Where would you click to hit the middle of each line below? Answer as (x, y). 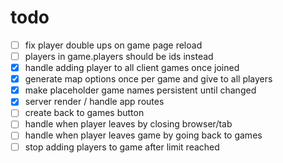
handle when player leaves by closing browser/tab (128, 124)
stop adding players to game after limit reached (122, 147)
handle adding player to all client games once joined (132, 68)
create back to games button (84, 113)
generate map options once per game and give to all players (148, 79)
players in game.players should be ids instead (119, 56)
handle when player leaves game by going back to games (143, 135)
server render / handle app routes (94, 102)
